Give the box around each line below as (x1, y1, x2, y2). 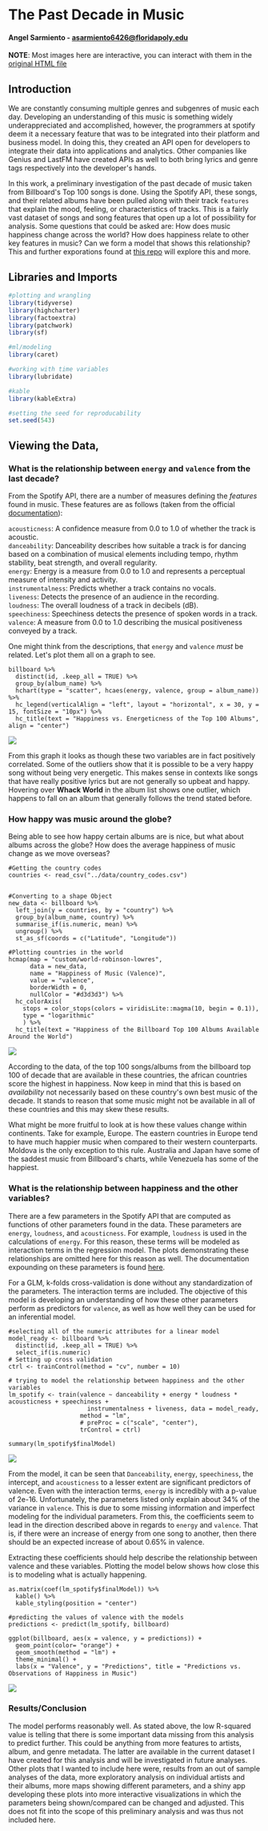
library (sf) (8, 329, 48, 337)
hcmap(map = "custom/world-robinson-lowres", (8, 956, 162, 964)
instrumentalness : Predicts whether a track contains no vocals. (8, 583, 217, 593)
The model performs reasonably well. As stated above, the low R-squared (8, 1721, 252, 1731)
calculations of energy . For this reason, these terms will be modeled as (8, 1236, 240, 1246)
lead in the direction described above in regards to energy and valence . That (8, 1520, 258, 1529)
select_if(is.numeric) (15, 1348, 91, 1357)
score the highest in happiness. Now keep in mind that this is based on (8, 1079, 242, 1089)
